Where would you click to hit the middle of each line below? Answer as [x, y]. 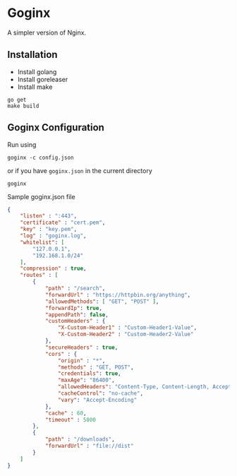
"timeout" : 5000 [71, 420]
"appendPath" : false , [77, 315]
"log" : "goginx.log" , [53, 236]
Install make [35, 87]
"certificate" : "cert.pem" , [63, 223]
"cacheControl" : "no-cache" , [100, 393]
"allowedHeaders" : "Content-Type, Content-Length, [134, 387]
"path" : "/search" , [75, 288]
